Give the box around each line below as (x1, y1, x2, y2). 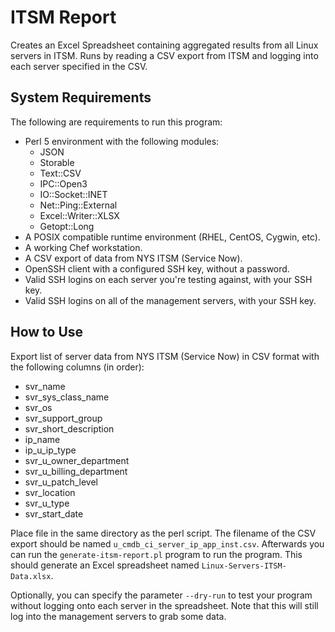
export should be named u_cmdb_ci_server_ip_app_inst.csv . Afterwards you (10, 537, 325, 550)
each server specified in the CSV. (10, 60, 148, 72)
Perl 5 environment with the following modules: (24, 135, 220, 147)
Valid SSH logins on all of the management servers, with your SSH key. (24, 294, 317, 306)
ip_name (24, 433, 61, 445)
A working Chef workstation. (24, 241, 143, 253)
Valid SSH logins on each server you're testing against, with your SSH (24, 273, 313, 285)
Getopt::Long (39, 220, 95, 232)
